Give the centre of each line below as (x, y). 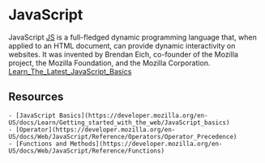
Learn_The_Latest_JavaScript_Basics (70, 71)
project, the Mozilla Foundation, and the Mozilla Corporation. (109, 63)
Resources (36, 97)
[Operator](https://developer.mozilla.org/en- (96, 130)
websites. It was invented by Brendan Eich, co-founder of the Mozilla (124, 54)
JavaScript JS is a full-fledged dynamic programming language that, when (132, 37)
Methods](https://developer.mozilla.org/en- (146, 144)
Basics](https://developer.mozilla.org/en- (134, 115)
